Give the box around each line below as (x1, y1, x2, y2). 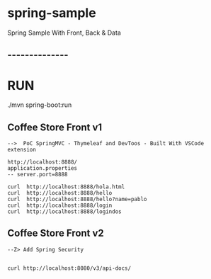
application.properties (7, 165, 78, 172)
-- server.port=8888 (7, 171, 69, 178)
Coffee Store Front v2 (7, 227, 104, 239)
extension (7, 147, 37, 154)
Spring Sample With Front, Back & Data (7, 28, 122, 37)
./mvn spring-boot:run (7, 101, 72, 109)
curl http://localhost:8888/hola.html (7, 183, 125, 190)
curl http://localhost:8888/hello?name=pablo (7, 196, 147, 203)
